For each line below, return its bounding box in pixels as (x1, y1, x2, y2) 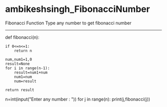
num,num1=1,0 (5, 57, 32, 62)
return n (14, 48, 32, 53)
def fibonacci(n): (5, 34, 40, 40)
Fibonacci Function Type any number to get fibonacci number (5, 20, 132, 26)
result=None (5, 61, 30, 66)
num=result (14, 79, 37, 84)
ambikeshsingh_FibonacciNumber (5, 3, 150, 15)
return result (5, 87, 35, 93)
